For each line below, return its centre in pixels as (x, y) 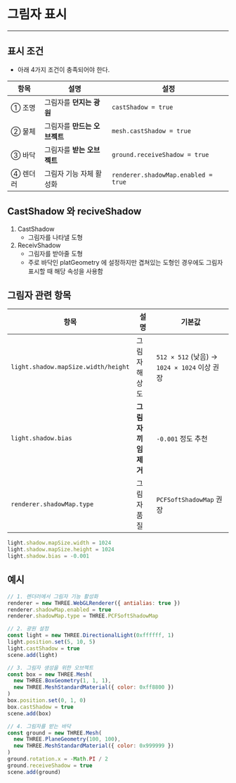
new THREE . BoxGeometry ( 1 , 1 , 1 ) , (63, 681)
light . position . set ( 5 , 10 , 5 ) (52, 642)
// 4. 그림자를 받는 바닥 (39, 726)
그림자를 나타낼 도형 (55, 237)
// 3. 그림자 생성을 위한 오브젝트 (50, 668)
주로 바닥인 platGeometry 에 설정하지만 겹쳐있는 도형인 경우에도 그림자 (125, 262)
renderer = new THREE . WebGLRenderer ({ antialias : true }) (94, 603)
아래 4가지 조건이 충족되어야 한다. (64, 69)
